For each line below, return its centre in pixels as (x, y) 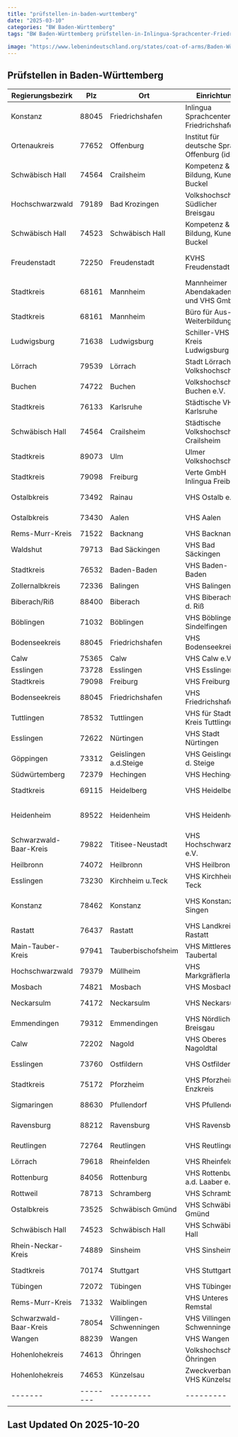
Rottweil (24, 1193)
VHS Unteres (207, 1297)
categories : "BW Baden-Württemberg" (61, 27)
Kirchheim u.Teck (138, 881)
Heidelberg (128, 790)
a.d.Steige (126, 762)
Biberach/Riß (33, 602)
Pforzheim (127, 1084)
